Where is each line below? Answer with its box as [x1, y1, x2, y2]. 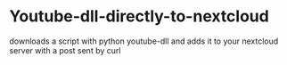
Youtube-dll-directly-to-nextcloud [9, 6, 269, 27]
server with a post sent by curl [9, 45, 121, 55]
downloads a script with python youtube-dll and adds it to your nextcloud [9, 36, 279, 46]
